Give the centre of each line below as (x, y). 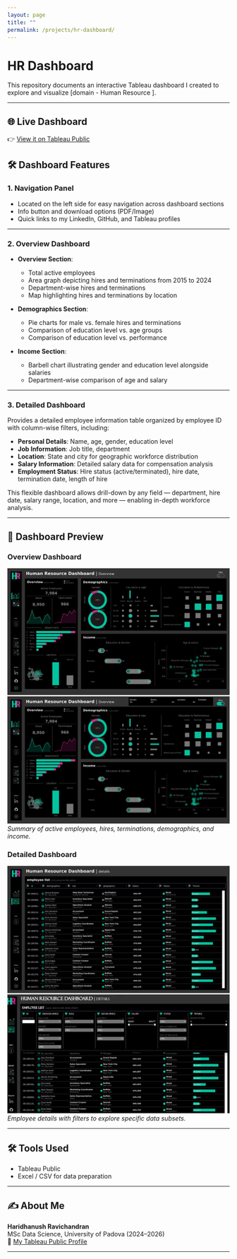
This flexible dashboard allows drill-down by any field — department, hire (114, 493)
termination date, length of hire (62, 479)
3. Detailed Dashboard (47, 405)
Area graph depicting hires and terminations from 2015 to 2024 (120, 280)
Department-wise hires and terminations (87, 288)
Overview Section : (45, 259)
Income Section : (42, 351)
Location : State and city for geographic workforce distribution (108, 456)
